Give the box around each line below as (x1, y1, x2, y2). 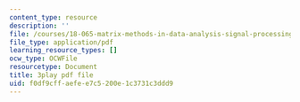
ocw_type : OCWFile (9, 54, 78, 63)
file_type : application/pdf (9, 37, 114, 47)
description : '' (9, 21, 70, 30)
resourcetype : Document (9, 63, 98, 72)
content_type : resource (9, 12, 98, 22)
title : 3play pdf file (9, 71, 94, 80)
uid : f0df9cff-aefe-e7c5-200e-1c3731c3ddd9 (9, 79, 174, 88)
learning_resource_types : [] (9, 46, 118, 55)
